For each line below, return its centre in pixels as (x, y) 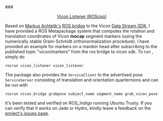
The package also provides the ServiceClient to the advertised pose (74, 75)
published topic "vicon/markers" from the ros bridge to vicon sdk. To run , (79, 52)
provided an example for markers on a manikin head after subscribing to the (81, 46)
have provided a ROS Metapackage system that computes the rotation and (80, 31)
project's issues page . (27, 113)
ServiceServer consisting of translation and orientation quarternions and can (82, 80)
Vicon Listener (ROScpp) (82, 16)
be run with (17, 85)
